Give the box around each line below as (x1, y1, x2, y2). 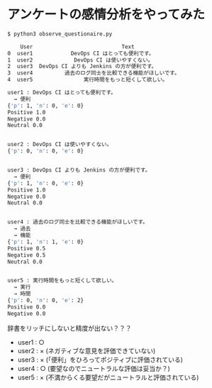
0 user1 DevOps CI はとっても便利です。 (7, 50, 155, 57)
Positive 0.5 (7, 245, 46, 252)
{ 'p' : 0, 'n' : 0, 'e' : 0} (7, 148, 84, 155)
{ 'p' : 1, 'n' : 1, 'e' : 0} (7, 238, 84, 245)
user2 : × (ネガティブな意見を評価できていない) (17, 346, 156, 355)
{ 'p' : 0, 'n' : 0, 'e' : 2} (7, 297, 84, 304)
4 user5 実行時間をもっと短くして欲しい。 (7, 76, 168, 84)
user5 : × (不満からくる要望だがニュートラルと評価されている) (17, 373, 199, 382)
